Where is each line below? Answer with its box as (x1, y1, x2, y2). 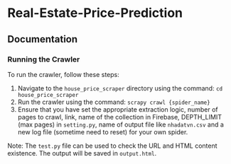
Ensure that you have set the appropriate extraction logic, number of (17, 105, 218, 114)
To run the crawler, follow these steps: (7, 70, 119, 78)
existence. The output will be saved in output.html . (7, 148, 157, 157)
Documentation (7, 33, 78, 45)
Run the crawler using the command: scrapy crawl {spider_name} (17, 98, 211, 106)
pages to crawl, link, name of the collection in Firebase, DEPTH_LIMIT (17, 112, 222, 121)
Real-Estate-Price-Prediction (7, 5, 183, 21)
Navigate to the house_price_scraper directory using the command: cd (17, 83, 222, 93)
